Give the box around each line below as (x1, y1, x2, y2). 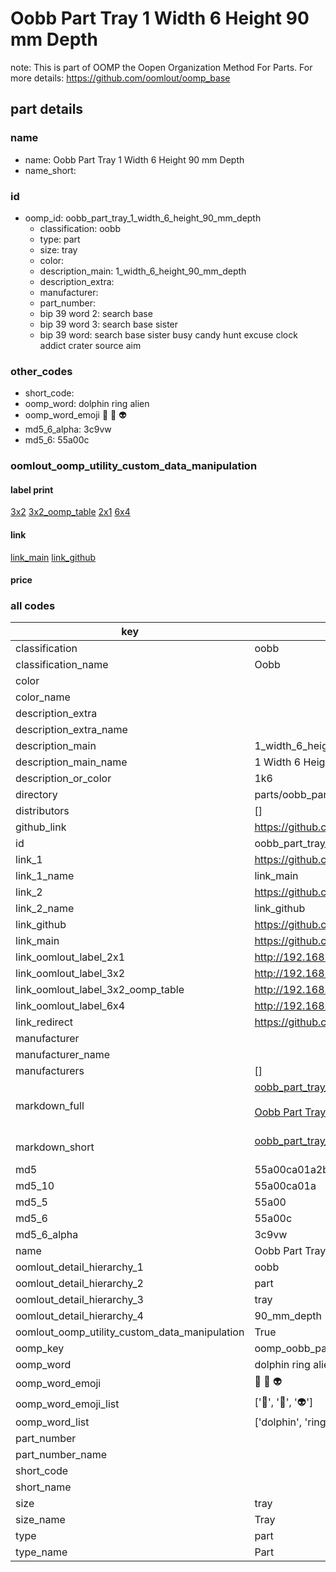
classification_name (15, 658, 109, 672)
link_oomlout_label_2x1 (15, 950, 126, 964)
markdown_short (15, 1140, 95, 1154)
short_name (15, 1480, 72, 1494)
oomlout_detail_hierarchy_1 (15, 1260, 144, 1274)
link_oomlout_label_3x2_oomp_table (15, 983, 185, 997)
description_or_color (15, 772, 112, 786)
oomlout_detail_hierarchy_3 (15, 1293, 144, 1307)
